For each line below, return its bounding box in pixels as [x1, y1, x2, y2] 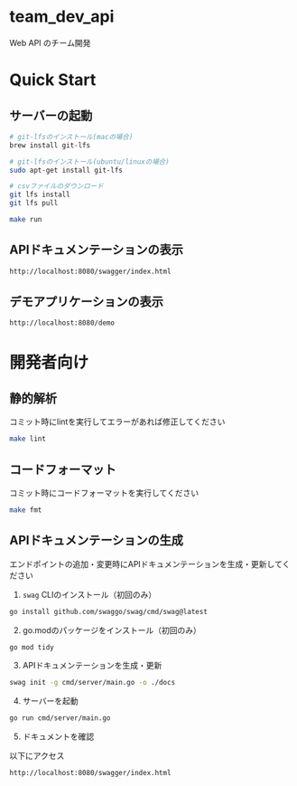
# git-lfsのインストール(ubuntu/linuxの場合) [9, 156, 170, 166]
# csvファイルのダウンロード [9, 182, 104, 191]
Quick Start [9, 70, 97, 90]
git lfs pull [9, 199, 59, 208]
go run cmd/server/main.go [9, 714, 111, 723]
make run [9, 215, 42, 224]
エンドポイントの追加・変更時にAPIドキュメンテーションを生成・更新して [9, 558, 283, 569]
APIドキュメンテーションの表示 [9, 242, 183, 258]
